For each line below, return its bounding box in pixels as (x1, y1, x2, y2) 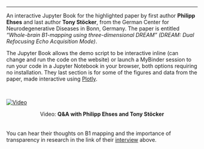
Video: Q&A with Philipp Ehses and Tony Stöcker (39, 110, 165, 118)
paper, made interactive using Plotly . (6, 75, 98, 82)
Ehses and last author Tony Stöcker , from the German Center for (6, 19, 169, 25)
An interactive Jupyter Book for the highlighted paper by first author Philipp (6, 12, 195, 19)
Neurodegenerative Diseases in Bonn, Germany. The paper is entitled (6, 25, 180, 32)
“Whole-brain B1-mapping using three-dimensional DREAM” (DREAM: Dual (6, 31, 194, 38)
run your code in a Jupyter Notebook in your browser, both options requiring (6, 62, 197, 70)
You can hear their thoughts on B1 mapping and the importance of (6, 130, 171, 137)
